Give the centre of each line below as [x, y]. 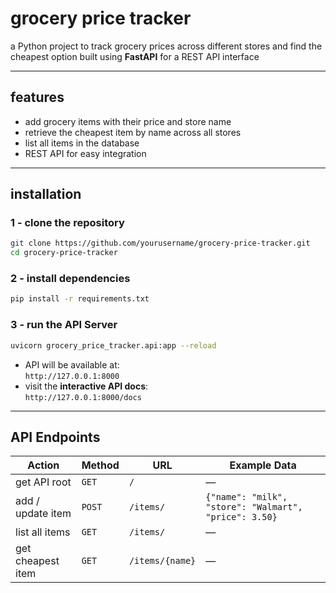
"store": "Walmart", [254, 507]
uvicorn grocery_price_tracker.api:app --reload [113, 345]
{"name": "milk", [246, 497]
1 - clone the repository [67, 223]
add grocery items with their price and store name [128, 121]
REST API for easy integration [85, 153]
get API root [43, 482]
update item [43, 514]
